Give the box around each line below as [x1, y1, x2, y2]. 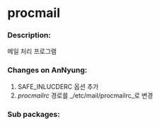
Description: [7, 30, 51, 40]
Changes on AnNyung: [7, 65, 88, 75]
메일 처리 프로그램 [7, 47, 57, 56]
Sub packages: [7, 109, 60, 119]
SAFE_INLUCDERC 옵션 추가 [17, 82, 99, 91]
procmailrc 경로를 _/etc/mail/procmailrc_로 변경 [17, 91, 154, 100]
